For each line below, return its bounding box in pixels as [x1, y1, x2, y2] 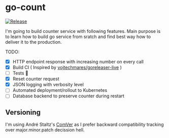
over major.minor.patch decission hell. [5, 127, 85, 133]
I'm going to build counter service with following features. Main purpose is [5, 28, 161, 34]
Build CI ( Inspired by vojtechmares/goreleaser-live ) [12, 64, 122, 70]
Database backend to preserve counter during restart [12, 93, 124, 99]
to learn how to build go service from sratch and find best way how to [5, 33, 151, 40]
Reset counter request [12, 76, 59, 82]
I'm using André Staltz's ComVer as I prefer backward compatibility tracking [5, 121, 164, 128]
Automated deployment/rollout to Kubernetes [12, 87, 108, 93]
